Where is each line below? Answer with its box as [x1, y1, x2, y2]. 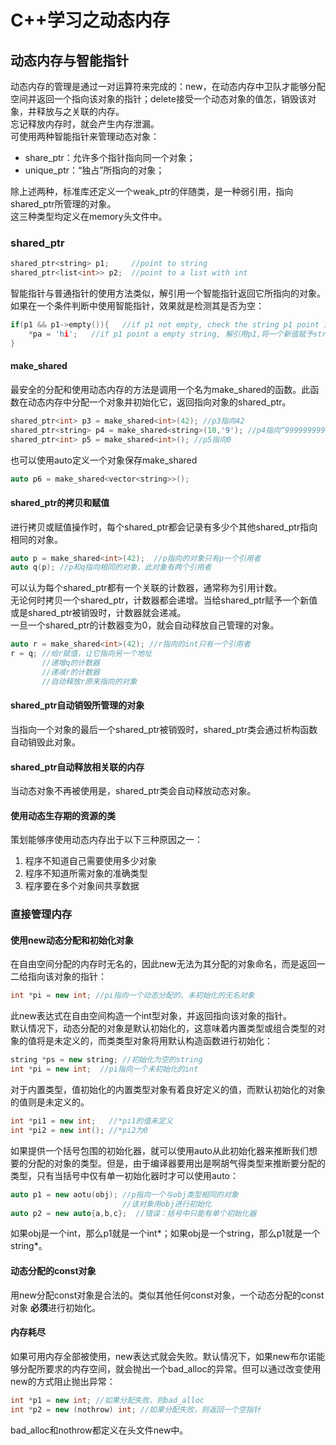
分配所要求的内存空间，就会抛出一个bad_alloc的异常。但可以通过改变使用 [18, 1362, 322, 1375]
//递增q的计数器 [41, 658, 100, 668]
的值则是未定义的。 [10, 1096, 90, 1108]
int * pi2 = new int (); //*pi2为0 [10, 1125, 148, 1135]
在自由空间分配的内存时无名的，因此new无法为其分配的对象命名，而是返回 [10, 958, 317, 970]
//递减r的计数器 [41, 667, 100, 677]
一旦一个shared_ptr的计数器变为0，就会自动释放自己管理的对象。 [10, 619, 280, 631]
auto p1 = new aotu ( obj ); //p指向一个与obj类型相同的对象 [10, 1189, 239, 1200]
